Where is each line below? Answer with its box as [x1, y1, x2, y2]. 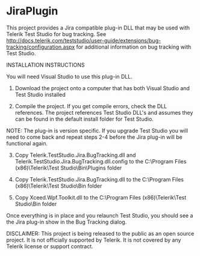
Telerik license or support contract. [6, 242, 93, 250]
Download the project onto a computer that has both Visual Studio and [14, 84, 190, 91]
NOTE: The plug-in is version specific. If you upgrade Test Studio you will [6, 127, 189, 134]
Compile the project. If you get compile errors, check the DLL [14, 102, 167, 109]
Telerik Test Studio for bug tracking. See [6, 30, 107, 37]
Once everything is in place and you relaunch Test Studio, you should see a [6, 212, 193, 219]
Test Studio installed [14, 91, 66, 98]
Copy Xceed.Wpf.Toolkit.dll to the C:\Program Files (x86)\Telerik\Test [14, 194, 187, 201]
